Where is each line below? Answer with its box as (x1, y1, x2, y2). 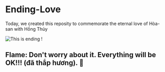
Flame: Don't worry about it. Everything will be (5, 51, 156, 59)
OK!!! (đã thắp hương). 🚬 (5, 59, 84, 67)
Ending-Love (5, 4, 61, 15)
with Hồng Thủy (14, 26, 48, 32)
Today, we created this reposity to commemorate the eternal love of (5, 20, 148, 27)
